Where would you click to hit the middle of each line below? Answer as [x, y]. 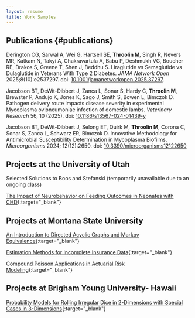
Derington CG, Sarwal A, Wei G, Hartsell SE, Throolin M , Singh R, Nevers [94, 55]
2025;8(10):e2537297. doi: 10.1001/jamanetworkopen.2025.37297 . [85, 80]
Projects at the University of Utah [68, 164]
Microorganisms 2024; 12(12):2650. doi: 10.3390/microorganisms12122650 [96, 146]
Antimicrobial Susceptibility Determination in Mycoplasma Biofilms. [87, 140]
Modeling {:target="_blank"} [40, 269]
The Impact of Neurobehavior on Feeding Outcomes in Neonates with [90, 196]
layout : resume [25, 11]
